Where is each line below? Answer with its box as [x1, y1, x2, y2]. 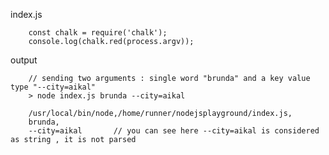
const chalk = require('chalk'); [28, 28, 168, 38]
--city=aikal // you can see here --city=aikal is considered [28, 126, 320, 136]
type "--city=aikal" [10, 82, 97, 92]
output [10, 54, 38, 66]
